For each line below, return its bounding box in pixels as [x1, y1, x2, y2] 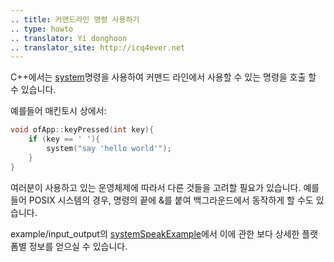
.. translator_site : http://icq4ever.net [10, 42, 186, 53]
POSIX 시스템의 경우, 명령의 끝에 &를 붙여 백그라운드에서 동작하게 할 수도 [28, 194, 314, 206]
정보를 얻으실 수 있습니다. [28, 240, 128, 252]
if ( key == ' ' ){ [28, 134, 101, 145]
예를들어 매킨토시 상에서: [10, 105, 107, 117]
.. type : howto [10, 24, 74, 34]
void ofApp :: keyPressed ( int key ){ [10, 125, 155, 135]
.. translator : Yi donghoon [10, 33, 128, 43]
